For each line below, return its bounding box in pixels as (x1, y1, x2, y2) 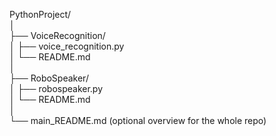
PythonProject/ (9, 9, 72, 20)
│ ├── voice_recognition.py (9, 40, 125, 52)
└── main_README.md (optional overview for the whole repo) (9, 115, 267, 126)
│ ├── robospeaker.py (9, 83, 104, 94)
